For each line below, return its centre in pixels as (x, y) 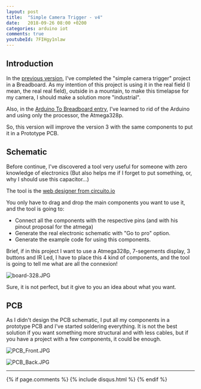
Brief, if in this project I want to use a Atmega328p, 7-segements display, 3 (98, 251)
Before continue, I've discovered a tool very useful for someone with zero (97, 166)
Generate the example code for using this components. (83, 239)
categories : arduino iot (37, 28)
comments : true (25, 34)
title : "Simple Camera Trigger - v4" (54, 17)
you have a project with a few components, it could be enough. (84, 339)
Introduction (30, 64)
